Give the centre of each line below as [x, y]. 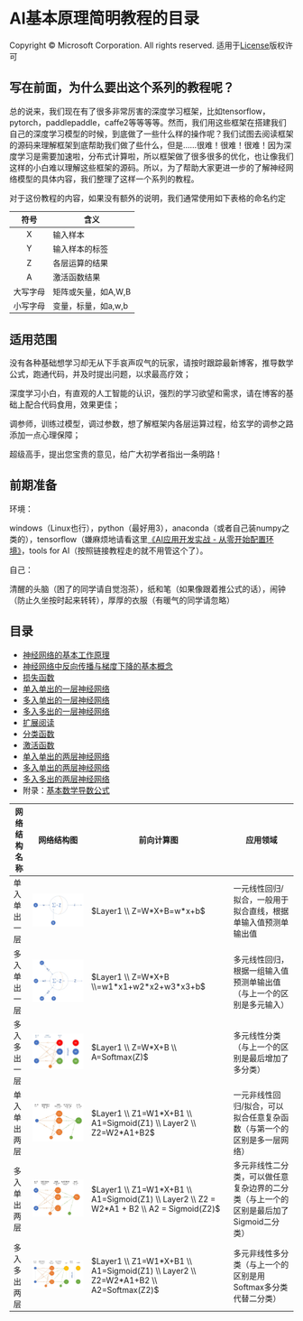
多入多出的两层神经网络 [66, 779]
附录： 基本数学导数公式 [66, 790]
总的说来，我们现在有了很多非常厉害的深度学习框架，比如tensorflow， [140, 111]
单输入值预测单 [261, 922]
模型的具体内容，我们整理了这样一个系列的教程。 [108, 179]
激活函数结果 [77, 277]
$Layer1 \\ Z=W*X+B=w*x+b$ [148, 910]
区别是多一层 [257, 1140]
